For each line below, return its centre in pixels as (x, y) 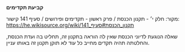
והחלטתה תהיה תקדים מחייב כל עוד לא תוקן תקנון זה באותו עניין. (78, 43)
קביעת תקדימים (25, 7)
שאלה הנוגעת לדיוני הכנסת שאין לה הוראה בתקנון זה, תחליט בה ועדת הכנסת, (92, 36)
